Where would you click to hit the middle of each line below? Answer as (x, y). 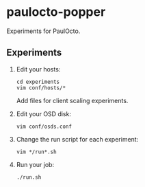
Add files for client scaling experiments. (72, 100)
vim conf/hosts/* (41, 88)
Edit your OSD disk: (43, 113)
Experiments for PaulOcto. (43, 31)
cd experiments (38, 82)
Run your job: (35, 164)
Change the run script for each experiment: (77, 139)
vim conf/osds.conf (44, 126)
